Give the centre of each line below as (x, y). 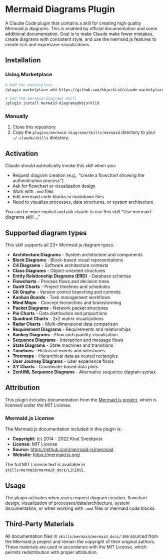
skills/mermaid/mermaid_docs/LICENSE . (45, 470)
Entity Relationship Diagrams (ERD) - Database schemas (72, 276)
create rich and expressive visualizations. (48, 44)
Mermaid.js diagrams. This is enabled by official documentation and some (81, 28)
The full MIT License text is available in (45, 465)
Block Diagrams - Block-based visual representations (68, 260)
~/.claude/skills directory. (41, 138)
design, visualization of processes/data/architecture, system (67, 503)
